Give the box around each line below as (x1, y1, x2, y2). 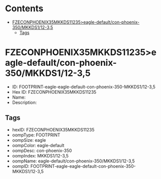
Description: (12, 99, 37, 105)
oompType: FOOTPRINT (12, 132, 60, 138)
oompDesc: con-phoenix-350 (12, 148, 72, 153)
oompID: (12, 163, 30, 169)
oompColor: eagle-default (12, 142, 64, 148)
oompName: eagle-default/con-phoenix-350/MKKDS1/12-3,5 (12, 158, 135, 164)
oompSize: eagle (12, 137, 46, 143)
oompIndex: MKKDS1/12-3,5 (12, 153, 69, 158)
